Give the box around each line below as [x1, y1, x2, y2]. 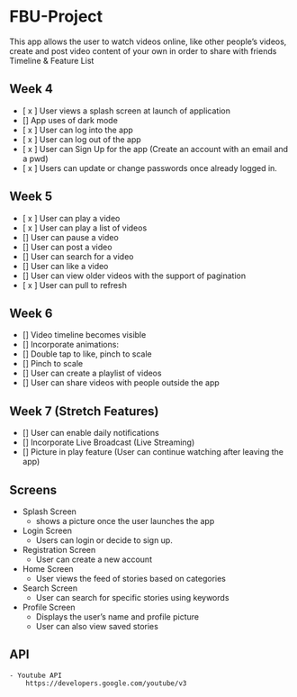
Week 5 [9, 189, 52, 204]
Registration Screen [22, 545, 96, 555]
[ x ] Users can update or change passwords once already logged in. [22, 162, 277, 173]
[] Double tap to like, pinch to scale [22, 348, 153, 359]
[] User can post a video [22, 241, 112, 252]
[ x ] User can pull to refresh [22, 279, 128, 290]
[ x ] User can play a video [22, 213, 121, 223]
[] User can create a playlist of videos [22, 367, 162, 379]
